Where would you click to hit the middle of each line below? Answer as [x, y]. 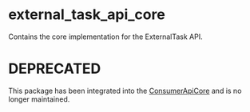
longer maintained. [39, 99]
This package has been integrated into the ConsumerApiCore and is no [125, 91]
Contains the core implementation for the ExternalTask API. [105, 37]
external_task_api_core [87, 15]
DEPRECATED [55, 69]
